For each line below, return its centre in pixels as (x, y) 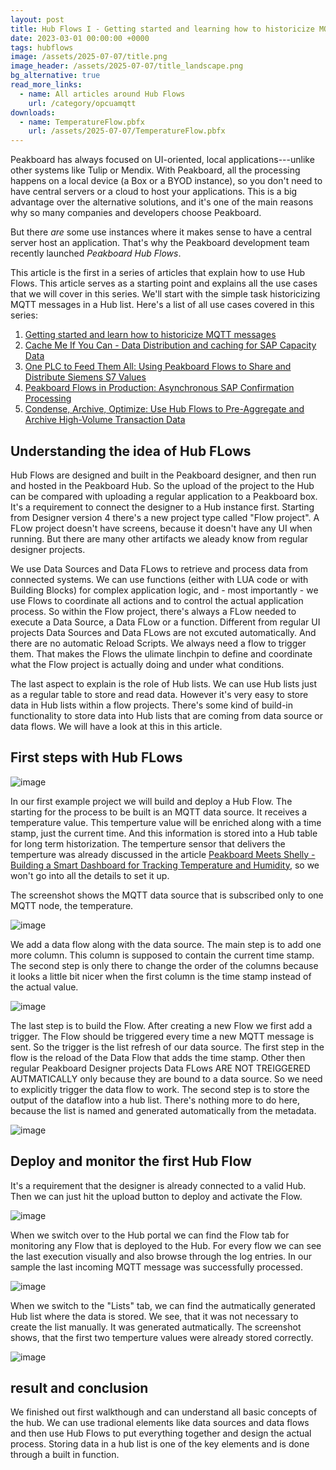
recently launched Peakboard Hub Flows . (96, 253)
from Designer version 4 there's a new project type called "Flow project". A (165, 517)
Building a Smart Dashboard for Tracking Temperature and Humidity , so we (165, 865)
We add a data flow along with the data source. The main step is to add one (166, 944)
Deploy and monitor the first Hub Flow (131, 1161)
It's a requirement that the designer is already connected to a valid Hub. (158, 1185)
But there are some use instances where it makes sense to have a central (161, 232)
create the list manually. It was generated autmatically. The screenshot (156, 1327)
